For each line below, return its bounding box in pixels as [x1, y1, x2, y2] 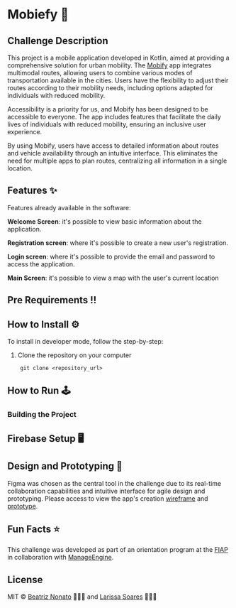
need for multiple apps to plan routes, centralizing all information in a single [7, 156, 227, 165]
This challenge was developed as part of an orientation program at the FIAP [7, 545, 228, 554]
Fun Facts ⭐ [7, 523, 60, 535]
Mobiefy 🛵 [7, 6, 69, 23]
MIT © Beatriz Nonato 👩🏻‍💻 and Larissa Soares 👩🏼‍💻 [7, 592, 157, 601]
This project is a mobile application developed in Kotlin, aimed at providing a [7, 53, 230, 62]
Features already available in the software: [7, 203, 131, 212]
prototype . [7, 501, 38, 510]
